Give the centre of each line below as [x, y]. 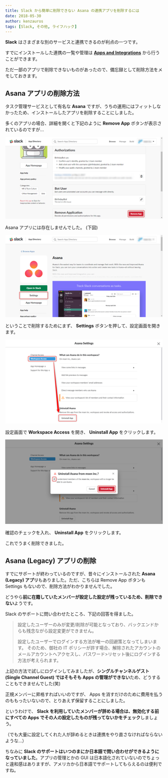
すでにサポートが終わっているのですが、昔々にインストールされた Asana [80, 574]
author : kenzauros [24, 21]
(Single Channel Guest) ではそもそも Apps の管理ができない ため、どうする [83, 678]
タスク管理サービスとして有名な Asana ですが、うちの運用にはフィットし [81, 106]
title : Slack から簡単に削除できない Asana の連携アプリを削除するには [72, 11]
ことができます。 [22, 59]
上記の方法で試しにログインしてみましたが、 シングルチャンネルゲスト [77, 671]
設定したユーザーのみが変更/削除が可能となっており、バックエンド [86, 625]
